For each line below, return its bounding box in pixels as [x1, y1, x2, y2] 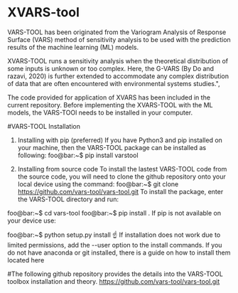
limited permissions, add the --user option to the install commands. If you [7, 240, 222, 249]
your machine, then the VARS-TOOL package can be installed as [17, 143, 207, 151]
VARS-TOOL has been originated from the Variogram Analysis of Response [7, 28, 227, 36]
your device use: [7, 216, 57, 225]
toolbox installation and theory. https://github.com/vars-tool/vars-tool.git [7, 277, 220, 285]
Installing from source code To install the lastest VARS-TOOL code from [17, 164, 227, 173]
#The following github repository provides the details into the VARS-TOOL [7, 270, 224, 278]
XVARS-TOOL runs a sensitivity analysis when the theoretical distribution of [7, 56, 229, 65]
